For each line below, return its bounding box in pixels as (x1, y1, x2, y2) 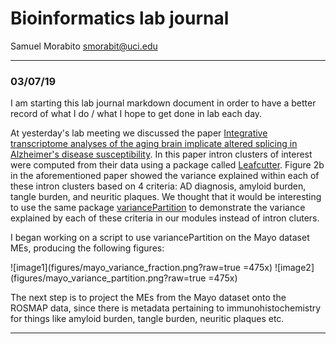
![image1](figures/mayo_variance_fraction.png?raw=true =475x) (10, 262, 273, 274)
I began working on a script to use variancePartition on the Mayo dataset (10, 232, 310, 244)
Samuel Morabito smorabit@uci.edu (10, 40, 158, 52)
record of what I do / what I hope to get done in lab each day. (10, 108, 263, 120)
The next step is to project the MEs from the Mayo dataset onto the (10, 292, 287, 304)
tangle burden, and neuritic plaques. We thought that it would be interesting (10, 191, 322, 203)
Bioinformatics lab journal (10, 7, 230, 30)
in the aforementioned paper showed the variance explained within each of (10, 170, 320, 182)
